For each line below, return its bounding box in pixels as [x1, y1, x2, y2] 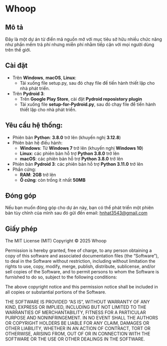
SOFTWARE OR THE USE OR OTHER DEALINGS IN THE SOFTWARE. [5, 336, 145, 342]
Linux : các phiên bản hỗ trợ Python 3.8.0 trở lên [19, 150, 120, 156]
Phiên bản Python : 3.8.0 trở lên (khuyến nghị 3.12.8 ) [12, 134, 121, 140]
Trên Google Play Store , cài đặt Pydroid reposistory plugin [19, 96, 142, 102]
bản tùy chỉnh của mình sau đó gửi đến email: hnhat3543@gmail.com [5, 210, 148, 216]
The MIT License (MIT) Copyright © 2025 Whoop [5, 238, 107, 244]
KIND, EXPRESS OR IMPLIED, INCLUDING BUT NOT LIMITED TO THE [5, 304, 147, 310]
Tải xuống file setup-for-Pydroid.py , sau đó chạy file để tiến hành [19, 101, 156, 107]
